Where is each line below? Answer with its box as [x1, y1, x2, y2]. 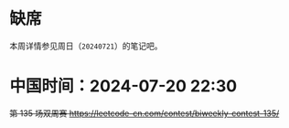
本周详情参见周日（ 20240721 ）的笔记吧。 [9, 40, 163, 51]
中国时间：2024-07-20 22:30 [9, 76, 238, 97]
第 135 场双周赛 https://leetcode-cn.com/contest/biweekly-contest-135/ [9, 107, 280, 119]
